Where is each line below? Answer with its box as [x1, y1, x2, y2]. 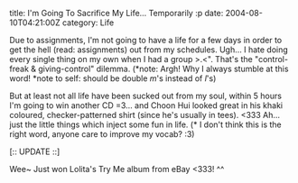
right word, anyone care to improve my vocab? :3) [9, 129, 195, 139]
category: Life [61, 17, 115, 28]
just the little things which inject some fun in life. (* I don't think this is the [9, 119, 282, 130]
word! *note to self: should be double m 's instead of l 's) [9, 73, 217, 84]
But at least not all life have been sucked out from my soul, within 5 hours [9, 90, 283, 101]
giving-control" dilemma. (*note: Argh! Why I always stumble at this [37, 63, 289, 74]
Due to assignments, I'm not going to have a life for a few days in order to [9, 35, 283, 45]
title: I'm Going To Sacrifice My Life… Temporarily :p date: [9, 8, 224, 18]
